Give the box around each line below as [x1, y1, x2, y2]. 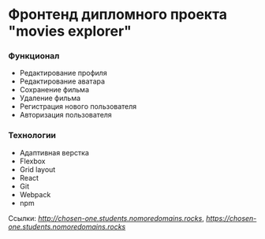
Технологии [8, 130, 57, 141]
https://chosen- [206, 213, 257, 222]
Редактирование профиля [19, 69, 108, 78]
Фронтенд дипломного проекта [8, 6, 227, 24]
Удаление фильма [19, 93, 81, 103]
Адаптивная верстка [19, 148, 89, 157]
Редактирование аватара [19, 77, 105, 86]
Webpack [19, 189, 51, 199]
